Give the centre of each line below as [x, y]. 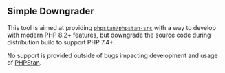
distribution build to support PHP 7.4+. [61, 42]
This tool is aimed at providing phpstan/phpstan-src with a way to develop [112, 27]
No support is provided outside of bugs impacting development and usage [112, 55]
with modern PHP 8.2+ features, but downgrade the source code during [109, 35]
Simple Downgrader [51, 11]
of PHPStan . [24, 62]
